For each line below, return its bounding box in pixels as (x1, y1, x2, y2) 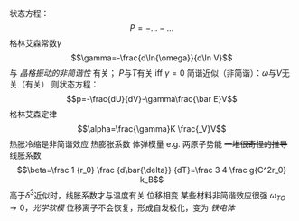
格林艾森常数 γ (9, 38, 61, 48)
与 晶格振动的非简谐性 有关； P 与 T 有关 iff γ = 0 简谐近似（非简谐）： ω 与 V (9, 68, 283, 78)
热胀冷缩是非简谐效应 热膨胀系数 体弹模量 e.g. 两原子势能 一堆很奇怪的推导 (9, 139, 288, 149)
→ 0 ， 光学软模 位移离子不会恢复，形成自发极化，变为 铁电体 (9, 202, 235, 214)
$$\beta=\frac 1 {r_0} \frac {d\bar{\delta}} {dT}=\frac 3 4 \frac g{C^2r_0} (16, 165, 287, 175)
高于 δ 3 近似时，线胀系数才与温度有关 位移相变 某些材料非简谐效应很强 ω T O (9, 189, 286, 203)
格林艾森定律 (9, 109, 57, 119)
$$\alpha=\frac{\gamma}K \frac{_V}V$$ (77, 124, 227, 134)
